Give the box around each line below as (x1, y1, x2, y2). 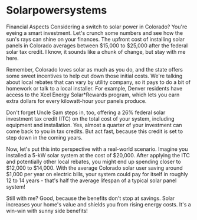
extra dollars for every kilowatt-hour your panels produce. (6, 97, 147, 104)
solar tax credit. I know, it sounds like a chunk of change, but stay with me (6, 48, 186, 55)
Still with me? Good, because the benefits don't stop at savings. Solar (6, 195, 175, 202)
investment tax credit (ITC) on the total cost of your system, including (6, 115, 175, 122)
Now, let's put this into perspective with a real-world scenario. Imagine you (6, 145, 188, 153)
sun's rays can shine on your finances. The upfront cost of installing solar (6, 35, 185, 43)
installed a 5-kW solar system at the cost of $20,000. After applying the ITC (6, 151, 190, 158)
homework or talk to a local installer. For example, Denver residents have (6, 85, 183, 92)
